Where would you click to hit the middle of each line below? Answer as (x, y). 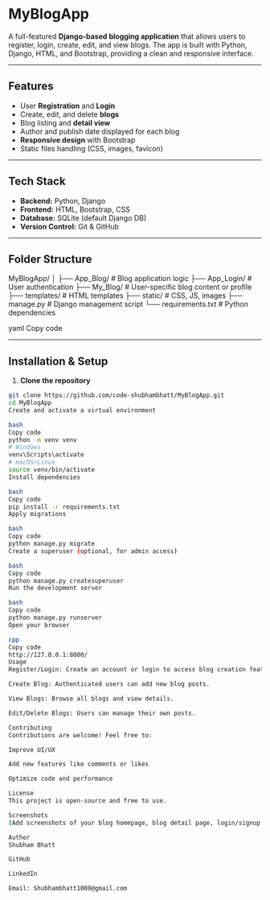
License (21, 794)
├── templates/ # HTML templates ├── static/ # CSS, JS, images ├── (126, 295)
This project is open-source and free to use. (88, 801)
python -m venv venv (43, 440)
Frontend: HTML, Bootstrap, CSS (75, 209)
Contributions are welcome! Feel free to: (80, 735)
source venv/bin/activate (51, 470)
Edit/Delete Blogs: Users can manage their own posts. (102, 713)
